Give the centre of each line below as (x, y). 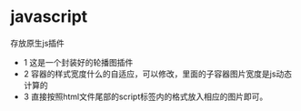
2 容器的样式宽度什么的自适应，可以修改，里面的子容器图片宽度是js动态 (158, 74)
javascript (49, 17)
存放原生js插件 (37, 43)
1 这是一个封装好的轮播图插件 (78, 62)
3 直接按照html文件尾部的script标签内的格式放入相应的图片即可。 (145, 96)
